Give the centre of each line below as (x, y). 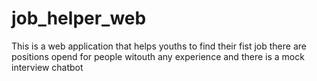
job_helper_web (79, 18)
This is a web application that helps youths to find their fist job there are (159, 46)
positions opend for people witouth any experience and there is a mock (158, 56)
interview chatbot (47, 67)
